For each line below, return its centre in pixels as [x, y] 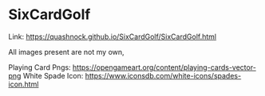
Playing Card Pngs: [40, 67]
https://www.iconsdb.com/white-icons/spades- [163, 75]
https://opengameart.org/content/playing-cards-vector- [164, 67]
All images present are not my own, [67, 52]
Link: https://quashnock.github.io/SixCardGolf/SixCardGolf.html [113, 36]
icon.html [24, 84]
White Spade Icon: [53, 75]
